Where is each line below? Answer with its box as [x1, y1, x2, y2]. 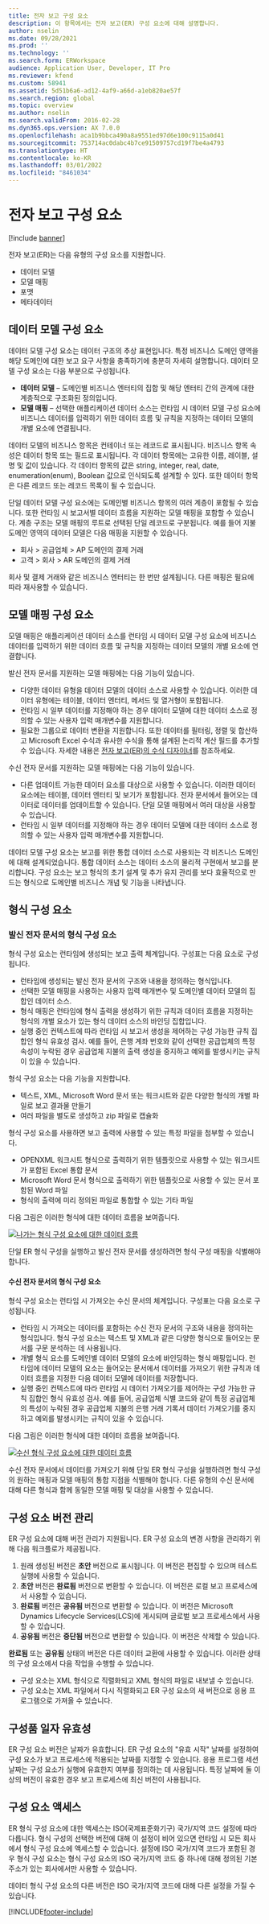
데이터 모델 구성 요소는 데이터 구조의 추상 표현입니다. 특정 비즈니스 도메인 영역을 [8, 345, 259, 355]
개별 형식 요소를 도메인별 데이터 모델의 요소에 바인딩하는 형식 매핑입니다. [19, 1353, 247, 1363]
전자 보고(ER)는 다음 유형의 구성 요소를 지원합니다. [8, 249, 166, 259]
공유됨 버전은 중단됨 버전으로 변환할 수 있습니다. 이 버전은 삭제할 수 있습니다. [19, 1631, 260, 1642]
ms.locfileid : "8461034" [8, 169, 92, 177]
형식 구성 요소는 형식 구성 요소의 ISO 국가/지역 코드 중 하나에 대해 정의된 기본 [16, 1853, 258, 1863]
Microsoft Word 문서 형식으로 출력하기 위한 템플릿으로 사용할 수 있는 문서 [19, 1176, 251, 1185]
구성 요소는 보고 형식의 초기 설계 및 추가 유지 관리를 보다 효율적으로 [38, 867, 248, 877]
